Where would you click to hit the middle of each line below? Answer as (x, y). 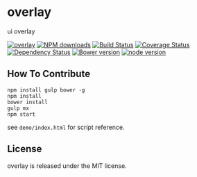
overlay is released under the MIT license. (67, 166)
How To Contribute (49, 74)
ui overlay (21, 31)
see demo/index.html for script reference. (66, 127)
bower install (28, 102)
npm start (22, 114)
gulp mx (18, 108)
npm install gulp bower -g (46, 90)
